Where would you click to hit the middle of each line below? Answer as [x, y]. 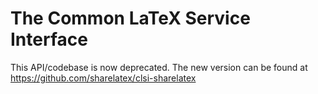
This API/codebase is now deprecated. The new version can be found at [159, 67]
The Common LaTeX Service [130, 18]
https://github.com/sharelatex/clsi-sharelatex [103, 78]
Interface [49, 39]
